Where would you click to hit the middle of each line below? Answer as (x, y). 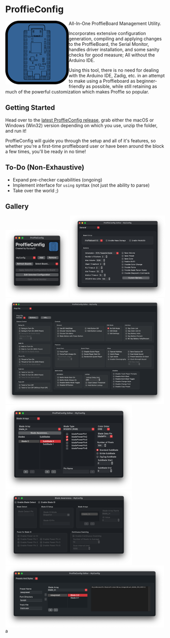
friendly (77, 86)
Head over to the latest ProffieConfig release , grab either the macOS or (80, 120)
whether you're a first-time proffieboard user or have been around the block (85, 146)
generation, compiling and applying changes (115, 39)
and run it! (16, 131)
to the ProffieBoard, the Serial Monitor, (109, 44)
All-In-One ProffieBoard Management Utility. (115, 23)
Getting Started (30, 108)
